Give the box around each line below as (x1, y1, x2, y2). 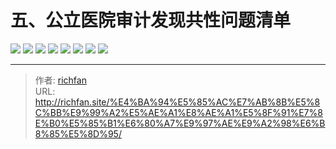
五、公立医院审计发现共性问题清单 (10, 9, 292, 32)
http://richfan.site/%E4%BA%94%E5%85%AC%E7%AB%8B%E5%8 (34, 96, 321, 108)
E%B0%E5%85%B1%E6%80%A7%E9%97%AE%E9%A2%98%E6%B (34, 117, 326, 129)
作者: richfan (34, 74, 87, 86)
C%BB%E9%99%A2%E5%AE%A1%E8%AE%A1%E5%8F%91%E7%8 (34, 106, 323, 118)
